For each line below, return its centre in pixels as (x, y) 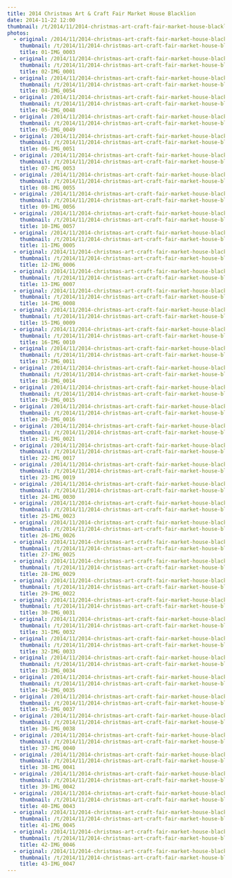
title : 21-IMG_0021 (48, 439)
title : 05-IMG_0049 (48, 130)
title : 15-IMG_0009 (48, 323)
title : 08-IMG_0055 (48, 188)
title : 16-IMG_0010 (48, 342)
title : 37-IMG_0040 (48, 748)
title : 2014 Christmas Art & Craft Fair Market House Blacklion (101, 14)
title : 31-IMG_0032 (48, 632)
